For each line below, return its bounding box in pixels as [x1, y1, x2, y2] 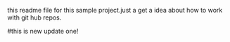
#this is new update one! [7, 27, 79, 35]
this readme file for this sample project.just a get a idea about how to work [7, 6, 223, 14]
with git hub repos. [7, 13, 62, 22]
